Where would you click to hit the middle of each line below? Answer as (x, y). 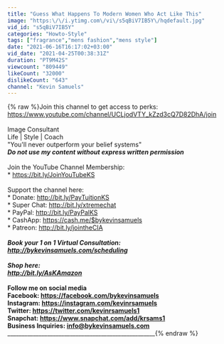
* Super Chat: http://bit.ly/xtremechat (62, 205)
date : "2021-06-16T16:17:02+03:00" (60, 47)
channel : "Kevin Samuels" (46, 87)
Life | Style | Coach (36, 137)
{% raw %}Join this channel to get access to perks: (83, 107)
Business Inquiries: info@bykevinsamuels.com (79, 326)
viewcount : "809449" (38, 67)
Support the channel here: (46, 190)
